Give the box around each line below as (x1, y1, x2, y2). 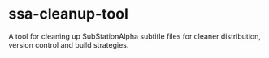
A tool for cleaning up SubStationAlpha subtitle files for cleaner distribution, (8, 31, 262, 41)
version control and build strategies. (8, 39, 129, 49)
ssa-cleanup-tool (8, 5, 128, 23)
